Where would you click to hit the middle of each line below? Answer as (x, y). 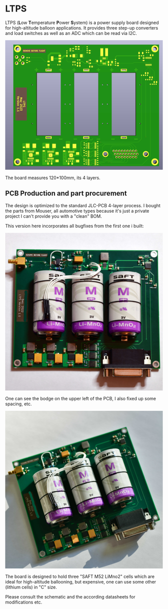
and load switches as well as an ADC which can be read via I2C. (71, 33)
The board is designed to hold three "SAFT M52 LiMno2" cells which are (80, 576)
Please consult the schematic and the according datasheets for (70, 596)
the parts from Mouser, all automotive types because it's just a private (77, 211)
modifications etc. (24, 602)
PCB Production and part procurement (66, 193)
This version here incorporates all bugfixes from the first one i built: (74, 226)
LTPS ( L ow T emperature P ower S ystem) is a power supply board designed (82, 23)
